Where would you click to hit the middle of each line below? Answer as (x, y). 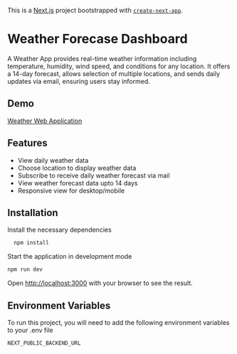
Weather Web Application (45, 121)
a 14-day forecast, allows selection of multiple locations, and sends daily (114, 73)
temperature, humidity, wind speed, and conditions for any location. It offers (119, 66)
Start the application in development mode (70, 257)
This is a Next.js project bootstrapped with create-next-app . (95, 10)
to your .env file (30, 330)
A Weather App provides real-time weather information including (102, 58)
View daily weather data (53, 160)
